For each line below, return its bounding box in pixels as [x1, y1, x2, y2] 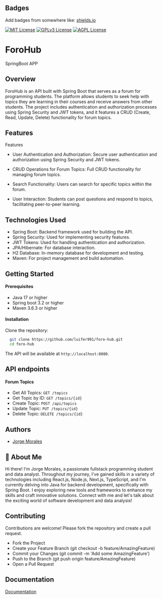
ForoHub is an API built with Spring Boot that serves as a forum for [5, 88, 141, 94]
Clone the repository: [5, 327, 49, 333]
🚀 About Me [5, 453, 42, 461]
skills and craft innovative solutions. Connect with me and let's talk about [5, 492, 154, 498]
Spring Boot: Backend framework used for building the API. [12, 229, 133, 235]
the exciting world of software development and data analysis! [5, 497, 132, 503]
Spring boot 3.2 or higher [12, 299, 64, 305]
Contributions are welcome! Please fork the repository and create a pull [5, 525, 151, 531]
